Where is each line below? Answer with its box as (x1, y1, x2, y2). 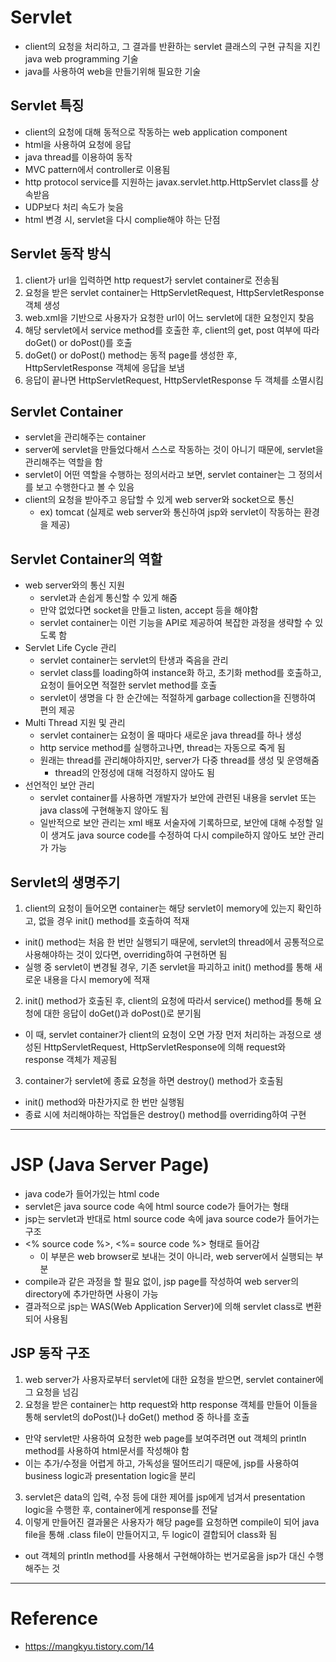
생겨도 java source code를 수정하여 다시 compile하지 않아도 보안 (50, 829, 307, 841)
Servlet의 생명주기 (10, 874, 121, 891)
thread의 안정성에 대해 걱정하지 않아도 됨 (54, 767, 215, 779)
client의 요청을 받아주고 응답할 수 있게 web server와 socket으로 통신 (24, 494, 295, 506)
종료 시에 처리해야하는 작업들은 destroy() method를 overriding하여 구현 (24, 1109, 307, 1120)
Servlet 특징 (10, 97, 85, 115)
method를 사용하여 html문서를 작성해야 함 (24, 1444, 190, 1456)
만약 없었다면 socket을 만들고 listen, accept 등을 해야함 (39, 604, 259, 616)
